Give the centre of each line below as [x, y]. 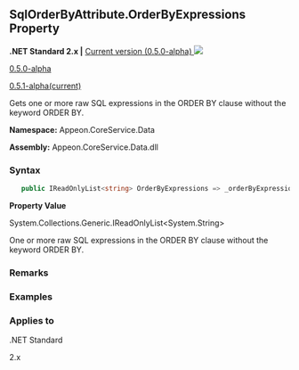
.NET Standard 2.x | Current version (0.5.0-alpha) [101, 51]
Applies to [32, 320]
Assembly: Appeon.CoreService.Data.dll [84, 147]
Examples [31, 296]
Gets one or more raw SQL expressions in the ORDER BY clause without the [148, 103]
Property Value [38, 205]
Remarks [29, 273]
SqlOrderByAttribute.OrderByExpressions [128, 15]
